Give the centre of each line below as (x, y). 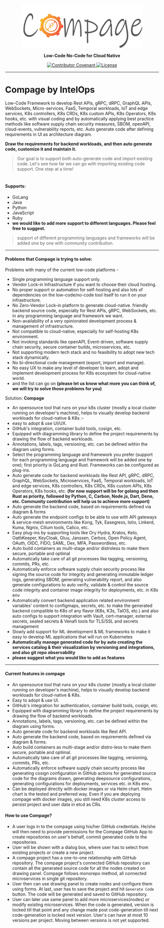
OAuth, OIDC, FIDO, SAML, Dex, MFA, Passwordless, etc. (69, 543)
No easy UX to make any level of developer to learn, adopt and (75, 368)
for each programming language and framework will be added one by (82, 460)
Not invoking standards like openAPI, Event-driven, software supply (80, 342)
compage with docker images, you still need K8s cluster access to (79, 799)
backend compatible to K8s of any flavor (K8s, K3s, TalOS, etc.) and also (85, 611)
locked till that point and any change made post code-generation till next (85, 910)
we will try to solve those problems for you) (57, 389)
